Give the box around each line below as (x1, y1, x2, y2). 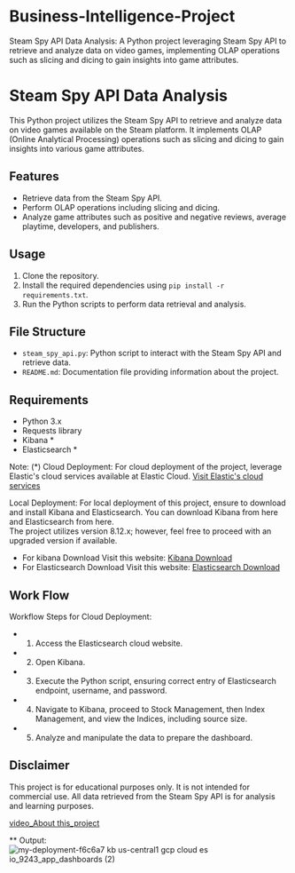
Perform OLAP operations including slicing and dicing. (21, 202, 220, 212)
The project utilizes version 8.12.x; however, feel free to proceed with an (9, 526, 272, 536)
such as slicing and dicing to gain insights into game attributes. (9, 54, 239, 65)
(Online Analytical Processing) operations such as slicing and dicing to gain (9, 133, 284, 144)
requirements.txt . (21, 289, 89, 299)
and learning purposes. (9, 800, 95, 811)
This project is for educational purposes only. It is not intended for (9, 782, 251, 792)
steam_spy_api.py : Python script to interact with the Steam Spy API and (21, 348, 282, 359)
